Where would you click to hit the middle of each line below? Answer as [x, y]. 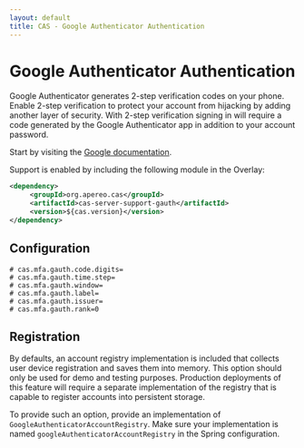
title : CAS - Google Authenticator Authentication [107, 26]
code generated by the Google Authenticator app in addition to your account [152, 125]
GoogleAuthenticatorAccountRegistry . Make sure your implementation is [144, 424]
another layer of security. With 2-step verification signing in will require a [146, 115]
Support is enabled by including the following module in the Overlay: [137, 170]
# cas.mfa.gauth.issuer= [56, 301]
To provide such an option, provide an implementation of [115, 414]
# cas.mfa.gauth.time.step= [63, 278]
